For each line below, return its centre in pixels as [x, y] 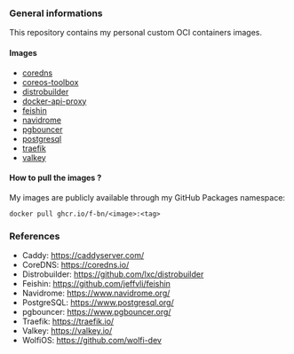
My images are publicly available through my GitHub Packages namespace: [147, 197]
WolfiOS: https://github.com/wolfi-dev [92, 340]
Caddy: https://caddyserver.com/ [83, 255]
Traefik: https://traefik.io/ [68, 321]
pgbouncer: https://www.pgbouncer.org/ [96, 312]
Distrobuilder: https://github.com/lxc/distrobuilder [113, 274]
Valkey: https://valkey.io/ [67, 330]
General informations [56, 13]
